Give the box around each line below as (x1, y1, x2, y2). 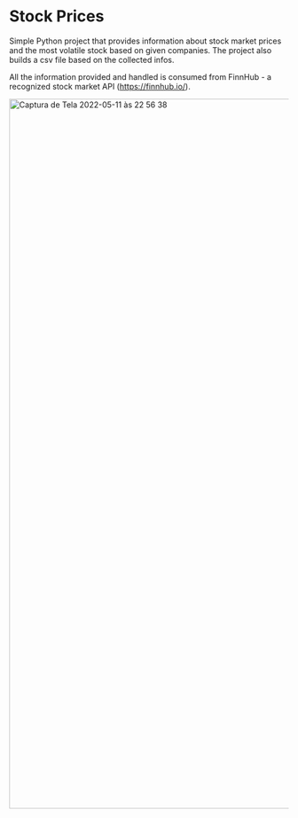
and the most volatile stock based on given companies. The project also (9, 44, 272, 55)
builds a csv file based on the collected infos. (9, 54, 175, 65)
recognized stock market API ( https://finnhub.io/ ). (9, 81, 191, 91)
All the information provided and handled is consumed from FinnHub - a (9, 71, 272, 82)
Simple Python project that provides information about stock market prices (9, 35, 282, 46)
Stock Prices (9, 6, 105, 27)
